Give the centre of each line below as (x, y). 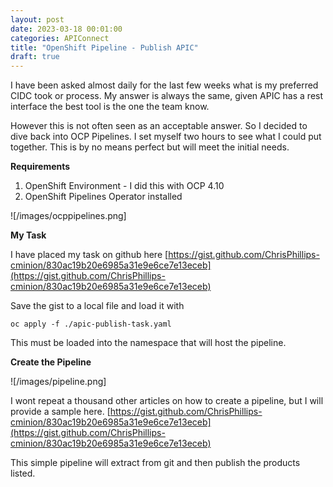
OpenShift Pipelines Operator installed (103, 197)
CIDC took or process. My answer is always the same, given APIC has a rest (167, 96)
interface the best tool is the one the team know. (110, 107)
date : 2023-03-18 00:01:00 (66, 29)
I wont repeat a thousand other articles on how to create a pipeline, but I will (167, 401)
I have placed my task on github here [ (89, 255)
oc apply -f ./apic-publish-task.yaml (91, 324)
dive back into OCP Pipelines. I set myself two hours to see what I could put (166, 137)
